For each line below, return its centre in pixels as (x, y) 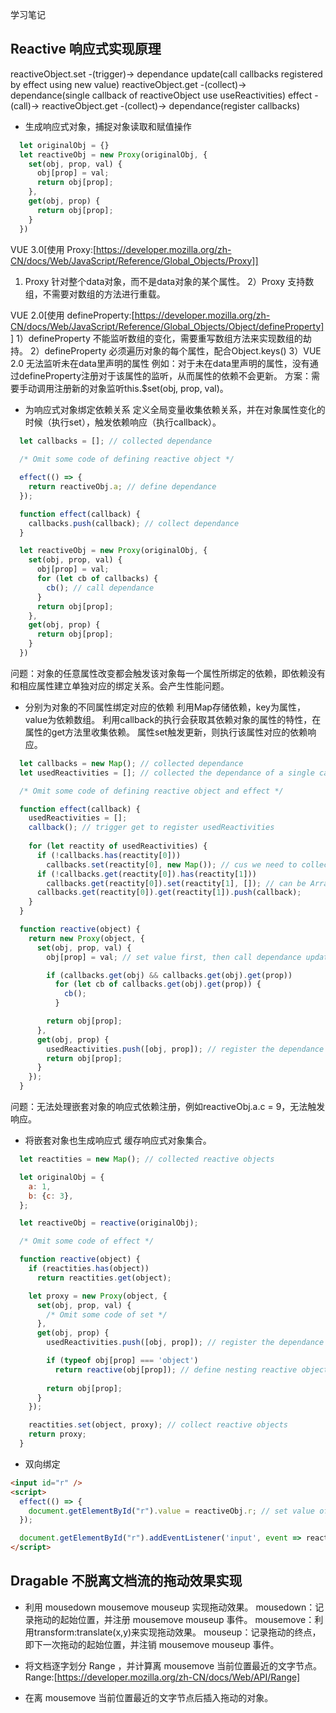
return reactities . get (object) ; (104, 1278)
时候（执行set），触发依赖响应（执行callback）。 (123, 422)
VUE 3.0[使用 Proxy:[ (53, 249)
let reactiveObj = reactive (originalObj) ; (109, 1223)
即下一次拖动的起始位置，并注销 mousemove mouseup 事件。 (152, 1644)
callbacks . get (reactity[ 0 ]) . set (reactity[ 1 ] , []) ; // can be (176, 883)
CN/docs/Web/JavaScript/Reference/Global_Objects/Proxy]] (134, 260)
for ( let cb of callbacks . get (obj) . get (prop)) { (158, 984)
